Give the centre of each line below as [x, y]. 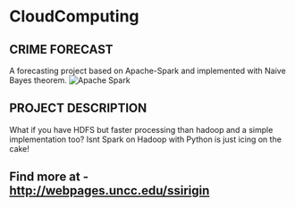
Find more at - [49, 177]
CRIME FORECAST [61, 50]
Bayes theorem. [38, 80]
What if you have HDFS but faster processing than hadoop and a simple [141, 129]
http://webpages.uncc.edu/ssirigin [110, 190]
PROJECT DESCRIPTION [78, 108]
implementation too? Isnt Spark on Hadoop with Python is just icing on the [145, 139]
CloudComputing [75, 17]
